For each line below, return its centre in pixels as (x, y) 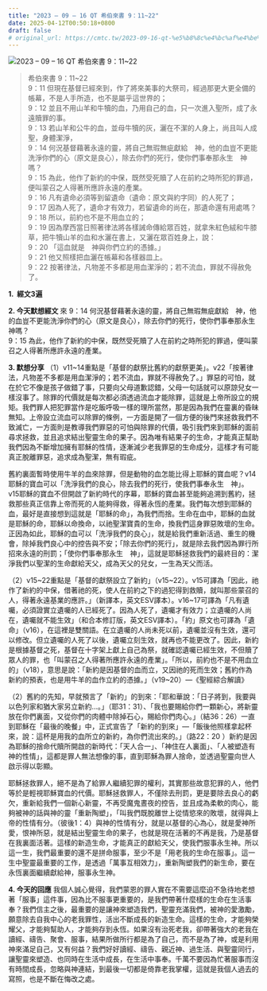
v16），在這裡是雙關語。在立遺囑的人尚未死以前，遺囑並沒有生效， (133, 630)
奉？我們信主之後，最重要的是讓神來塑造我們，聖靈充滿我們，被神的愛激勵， (133, 909)
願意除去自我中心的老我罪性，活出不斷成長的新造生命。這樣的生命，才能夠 (130, 919)
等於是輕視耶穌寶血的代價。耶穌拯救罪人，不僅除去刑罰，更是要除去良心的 (130, 793)
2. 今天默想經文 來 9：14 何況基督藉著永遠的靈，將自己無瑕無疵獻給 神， (129, 311)
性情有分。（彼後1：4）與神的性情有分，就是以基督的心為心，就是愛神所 (139, 823)
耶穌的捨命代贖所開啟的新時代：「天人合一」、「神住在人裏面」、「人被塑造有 (135, 746)
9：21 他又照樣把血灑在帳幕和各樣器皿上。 (97, 257)
